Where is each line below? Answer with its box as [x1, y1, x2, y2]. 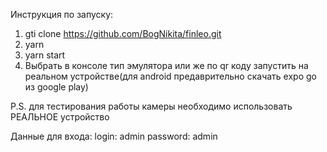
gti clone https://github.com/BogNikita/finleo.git [24, 28, 222, 39]
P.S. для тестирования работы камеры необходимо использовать [10, 100, 293, 112]
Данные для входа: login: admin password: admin [10, 130, 218, 142]
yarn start [24, 49, 66, 61]
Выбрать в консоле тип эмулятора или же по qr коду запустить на [24, 60, 309, 71]
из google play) [24, 81, 89, 93]
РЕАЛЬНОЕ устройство [10, 111, 110, 123]
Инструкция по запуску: [10, 9, 114, 20]
